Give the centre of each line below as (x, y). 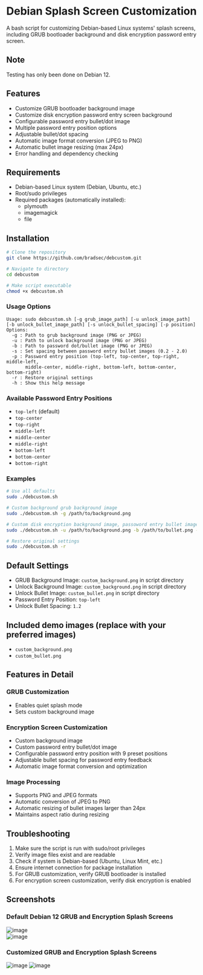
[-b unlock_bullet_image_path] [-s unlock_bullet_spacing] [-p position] (101, 325)
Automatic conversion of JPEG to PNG (63, 801)
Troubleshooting (38, 833)
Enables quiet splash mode (49, 705)
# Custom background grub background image (62, 508)
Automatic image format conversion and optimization (81, 766)
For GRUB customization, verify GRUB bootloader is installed (90, 874)
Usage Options (29, 306)
